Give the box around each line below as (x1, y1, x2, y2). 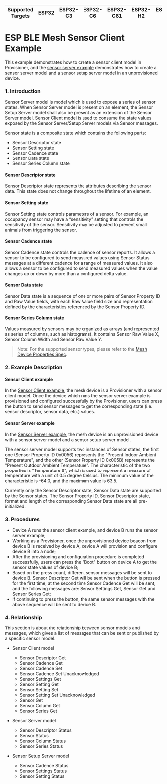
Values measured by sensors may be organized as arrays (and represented (5, 326, 159, 332)
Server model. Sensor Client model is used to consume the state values (5, 115, 152, 121)
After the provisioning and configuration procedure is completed (12, 553, 144, 560)
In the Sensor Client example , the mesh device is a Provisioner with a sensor (5, 387, 162, 393)
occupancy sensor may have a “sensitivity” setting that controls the (5, 216, 144, 222)
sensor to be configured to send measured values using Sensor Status (5, 254, 150, 261)
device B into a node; (12, 548, 56, 554)
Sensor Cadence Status (19, 763, 69, 769)
